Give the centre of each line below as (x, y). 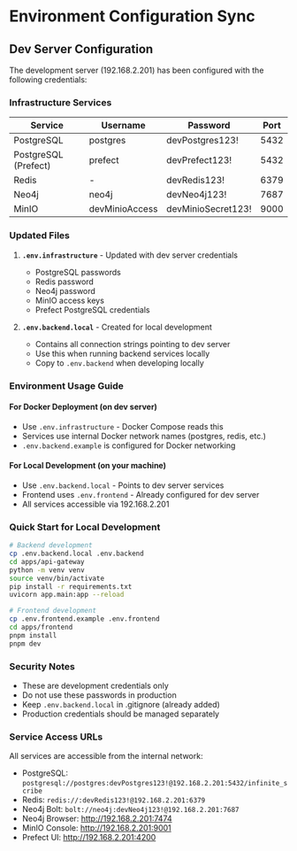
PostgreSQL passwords (78, 272)
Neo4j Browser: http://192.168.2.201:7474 (97, 819)
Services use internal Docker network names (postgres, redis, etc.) (144, 436)
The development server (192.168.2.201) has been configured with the (137, 70)
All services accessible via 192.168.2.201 (95, 504)
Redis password (65, 282)
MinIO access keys (69, 300)
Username (123, 126)
